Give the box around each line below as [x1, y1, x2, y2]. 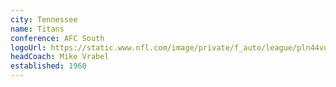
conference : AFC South [10, 33, 105, 43]
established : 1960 [10, 61, 87, 71]
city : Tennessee [10, 14, 78, 25]
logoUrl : [10, 42, 47, 53]
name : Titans [10, 24, 65, 34]
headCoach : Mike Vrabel [10, 52, 110, 62]
